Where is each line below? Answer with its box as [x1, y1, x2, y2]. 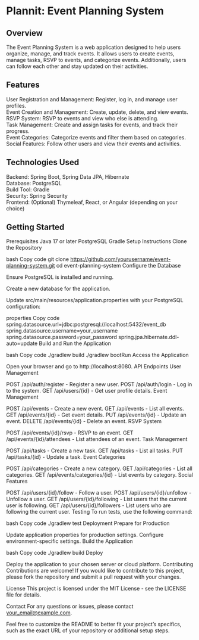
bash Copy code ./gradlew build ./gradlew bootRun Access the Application [6, 352, 189, 359]
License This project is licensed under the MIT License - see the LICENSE [6, 585, 187, 592]
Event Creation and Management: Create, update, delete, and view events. [6, 108, 188, 116]
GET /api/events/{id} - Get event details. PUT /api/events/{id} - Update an [6, 411, 187, 418]
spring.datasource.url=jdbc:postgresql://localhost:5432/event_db [6, 321, 166, 328]
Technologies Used [6, 157, 79, 167]
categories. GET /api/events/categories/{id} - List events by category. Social [6, 471, 193, 479]
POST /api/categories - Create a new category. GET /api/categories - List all [6, 465, 193, 472]
